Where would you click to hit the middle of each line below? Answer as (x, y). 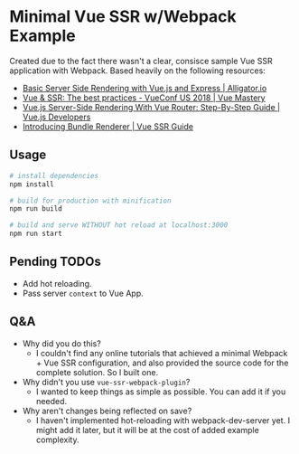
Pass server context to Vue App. (83, 293)
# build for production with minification (90, 201)
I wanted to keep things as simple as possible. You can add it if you (161, 392)
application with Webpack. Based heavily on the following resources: (138, 71)
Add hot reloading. (57, 283)
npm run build (36, 209)
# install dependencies (54, 175)
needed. (51, 401)
